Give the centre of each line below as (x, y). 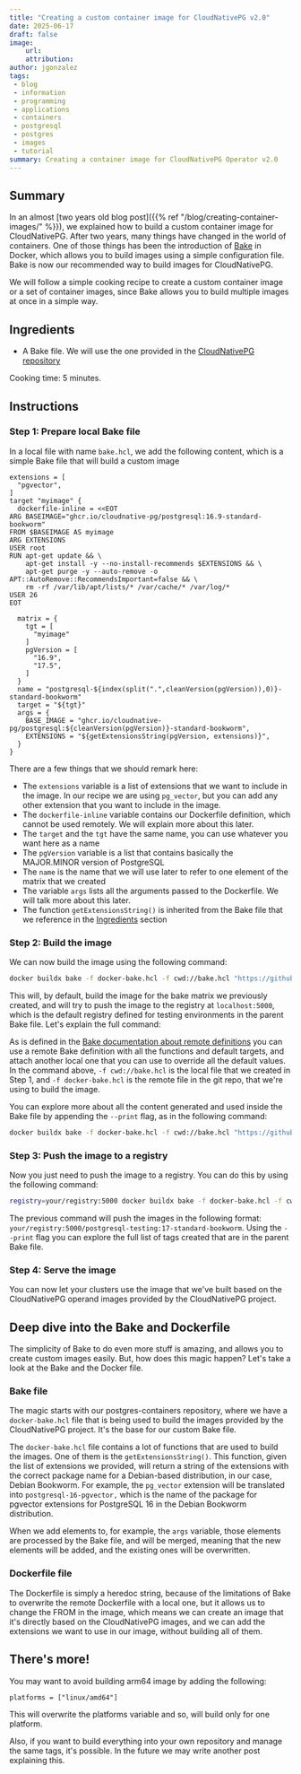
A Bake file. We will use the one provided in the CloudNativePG (138, 352)
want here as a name (61, 843)
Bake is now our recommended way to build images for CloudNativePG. (141, 265)
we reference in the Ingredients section (95, 919)
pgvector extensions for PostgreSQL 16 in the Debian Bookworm (128, 1504)
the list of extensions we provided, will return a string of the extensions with (149, 1466)
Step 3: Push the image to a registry (89, 1155)
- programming (39, 101)
